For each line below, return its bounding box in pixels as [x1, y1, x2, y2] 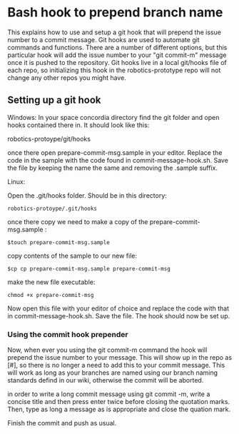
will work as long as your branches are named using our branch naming [7, 368, 218, 377]
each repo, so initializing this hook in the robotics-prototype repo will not [7, 66, 221, 74]
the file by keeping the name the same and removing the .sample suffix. [7, 163, 218, 172]
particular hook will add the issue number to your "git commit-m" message [7, 51, 227, 59]
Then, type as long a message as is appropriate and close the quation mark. [7, 405, 231, 414]
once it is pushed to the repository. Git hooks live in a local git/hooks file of [7, 58, 227, 66]
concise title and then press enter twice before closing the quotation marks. [7, 398, 230, 406]
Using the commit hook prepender [7, 329, 128, 339]
